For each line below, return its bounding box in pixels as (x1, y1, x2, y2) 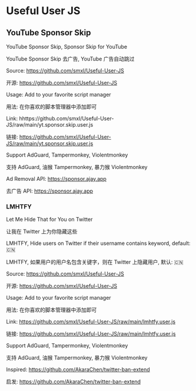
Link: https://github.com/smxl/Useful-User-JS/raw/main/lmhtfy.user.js (6, 318, 175, 325)
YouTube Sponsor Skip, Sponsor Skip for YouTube (6, 43, 128, 50)
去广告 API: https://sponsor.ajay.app (6, 187, 93, 194)
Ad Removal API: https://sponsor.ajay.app (6, 175, 107, 182)
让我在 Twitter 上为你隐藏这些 (6, 228, 78, 235)
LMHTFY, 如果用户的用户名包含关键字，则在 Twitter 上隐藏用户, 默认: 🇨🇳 (6, 259, 184, 266)
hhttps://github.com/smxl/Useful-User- (19, 115, 114, 122)
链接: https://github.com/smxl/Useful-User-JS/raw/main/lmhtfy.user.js (6, 330, 176, 337)
